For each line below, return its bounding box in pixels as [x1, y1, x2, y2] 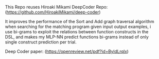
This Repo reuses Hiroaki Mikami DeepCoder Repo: [5, 4, 108, 10]
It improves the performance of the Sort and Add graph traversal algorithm [5, 19, 155, 24]
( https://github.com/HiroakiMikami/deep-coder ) [5, 9, 101, 15]
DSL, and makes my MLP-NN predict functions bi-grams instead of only [5, 34, 149, 40]
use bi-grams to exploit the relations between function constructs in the [5, 29, 149, 34]
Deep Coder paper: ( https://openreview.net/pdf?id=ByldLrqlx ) [5, 48, 129, 54]
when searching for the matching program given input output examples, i [5, 24, 151, 29]
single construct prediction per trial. [5, 39, 77, 45]
